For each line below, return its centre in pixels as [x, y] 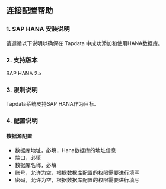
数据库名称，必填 [36, 165]
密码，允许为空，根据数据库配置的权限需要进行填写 [77, 180]
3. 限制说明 [22, 90]
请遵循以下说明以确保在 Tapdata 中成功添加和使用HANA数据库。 [85, 43]
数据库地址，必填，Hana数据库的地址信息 [66, 150]
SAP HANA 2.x [24, 73]
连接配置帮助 [30, 11]
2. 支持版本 [22, 60]
